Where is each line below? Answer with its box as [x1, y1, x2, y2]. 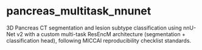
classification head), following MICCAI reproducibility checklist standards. [6, 37, 192, 44]
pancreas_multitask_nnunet [6, 4, 151, 18]
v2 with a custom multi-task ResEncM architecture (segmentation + [16, 30, 186, 37]
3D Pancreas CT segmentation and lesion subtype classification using [6, 24, 183, 31]
